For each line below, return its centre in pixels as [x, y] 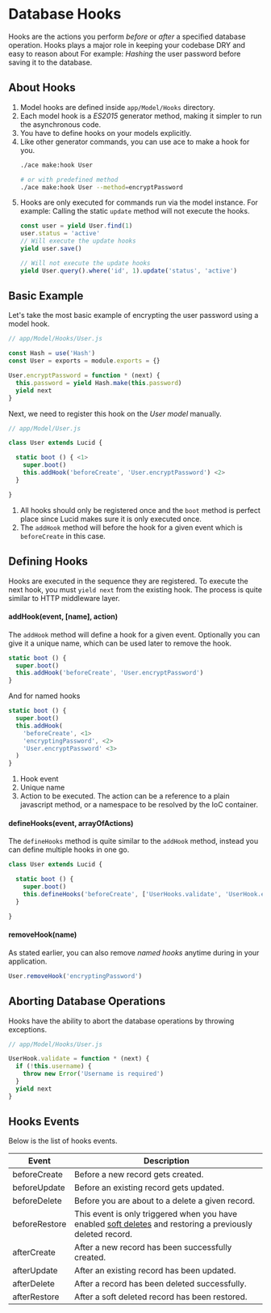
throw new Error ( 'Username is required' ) [93, 1074]
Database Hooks [65, 14]
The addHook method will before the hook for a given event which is [131, 527]
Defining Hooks [48, 562]
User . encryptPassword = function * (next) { [84, 376]
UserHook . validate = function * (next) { [79, 1059]
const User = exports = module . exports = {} [84, 361]
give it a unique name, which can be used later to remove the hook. [120, 643]
